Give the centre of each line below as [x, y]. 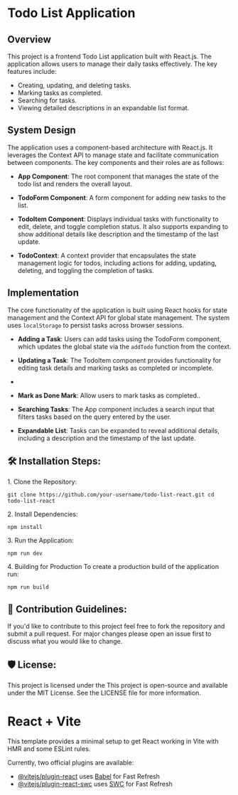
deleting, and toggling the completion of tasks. [86, 270]
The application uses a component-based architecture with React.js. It [110, 147]
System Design [42, 130]
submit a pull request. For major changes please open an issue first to [109, 634]
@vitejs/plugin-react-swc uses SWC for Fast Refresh [95, 784]
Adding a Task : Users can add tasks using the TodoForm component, [119, 338]
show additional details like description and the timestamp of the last [118, 234]
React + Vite [44, 721]
